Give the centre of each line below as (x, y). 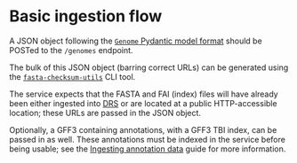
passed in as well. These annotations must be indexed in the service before (148, 139)
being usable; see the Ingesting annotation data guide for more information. (148, 149)
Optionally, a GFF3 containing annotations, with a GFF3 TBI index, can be (143, 129)
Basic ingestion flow (86, 16)
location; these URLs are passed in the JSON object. (105, 113)
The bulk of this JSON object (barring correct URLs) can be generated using (149, 67)
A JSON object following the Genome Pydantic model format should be (136, 41)
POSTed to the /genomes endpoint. (71, 50)
